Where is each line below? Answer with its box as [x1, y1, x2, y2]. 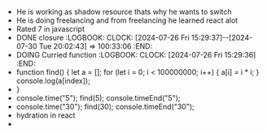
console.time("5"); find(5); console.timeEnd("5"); [15, 93, 181, 102]
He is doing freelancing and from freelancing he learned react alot [15, 15, 239, 25]
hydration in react [15, 110, 76, 120]
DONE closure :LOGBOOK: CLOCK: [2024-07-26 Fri [15, 32, 190, 42]
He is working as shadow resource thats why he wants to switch [15, 7, 232, 16]
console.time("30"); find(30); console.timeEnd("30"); [15, 102, 195, 111]
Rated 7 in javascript [15, 24, 85, 33]
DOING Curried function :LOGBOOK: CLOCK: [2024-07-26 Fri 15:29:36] [15, 50, 256, 59]
